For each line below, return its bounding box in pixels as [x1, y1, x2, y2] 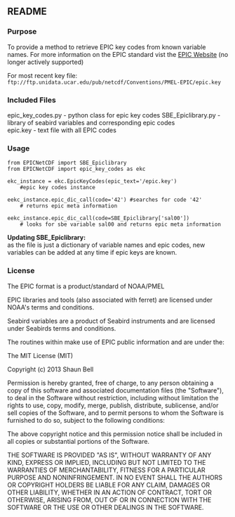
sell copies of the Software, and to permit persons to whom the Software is [7, 408, 224, 417]
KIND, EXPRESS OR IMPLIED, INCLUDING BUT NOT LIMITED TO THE [7, 458, 206, 466]
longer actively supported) [7, 58, 84, 66]
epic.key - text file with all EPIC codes [7, 126, 117, 134]
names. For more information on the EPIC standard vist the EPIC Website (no [7, 50, 229, 58]
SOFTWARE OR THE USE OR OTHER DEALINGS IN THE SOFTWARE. [7, 503, 204, 511]
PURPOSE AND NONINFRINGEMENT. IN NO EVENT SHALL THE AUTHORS [7, 473, 223, 481]
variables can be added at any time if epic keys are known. [7, 248, 177, 257]
